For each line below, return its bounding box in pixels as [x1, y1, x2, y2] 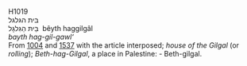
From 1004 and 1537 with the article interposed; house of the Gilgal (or [8, 41, 240, 50]
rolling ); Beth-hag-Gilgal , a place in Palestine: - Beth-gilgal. [8, 49, 203, 58]
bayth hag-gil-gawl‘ [8, 32, 74, 41]
